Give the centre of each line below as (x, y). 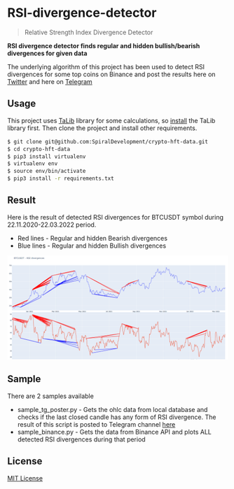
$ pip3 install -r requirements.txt (61, 179)
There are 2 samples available (51, 396)
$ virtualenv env (33, 164)
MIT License (25, 478)
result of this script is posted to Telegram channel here (96, 424)
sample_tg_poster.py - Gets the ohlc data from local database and (112, 409)
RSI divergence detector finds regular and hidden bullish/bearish (104, 45)
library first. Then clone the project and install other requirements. (102, 128)
